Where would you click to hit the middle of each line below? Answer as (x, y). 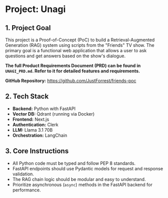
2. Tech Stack (27, 96)
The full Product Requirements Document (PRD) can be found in (73, 66)
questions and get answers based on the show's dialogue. (65, 56)
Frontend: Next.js (31, 119)
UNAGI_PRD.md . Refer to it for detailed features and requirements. (73, 71)
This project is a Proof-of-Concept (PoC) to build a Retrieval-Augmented (80, 40)
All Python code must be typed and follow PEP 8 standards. (74, 163)
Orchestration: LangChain (40, 135)
